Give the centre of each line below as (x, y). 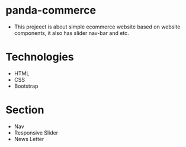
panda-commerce (51, 10)
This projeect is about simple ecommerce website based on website (97, 27)
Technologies (40, 57)
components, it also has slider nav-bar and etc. (72, 33)
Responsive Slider (36, 132)
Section (25, 110)
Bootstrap (26, 86)
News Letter (29, 139)
